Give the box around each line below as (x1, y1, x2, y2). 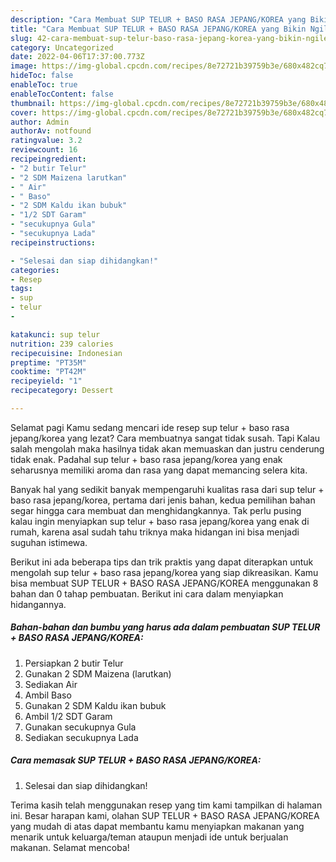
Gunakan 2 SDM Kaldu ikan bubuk (24, 699, 167, 711)
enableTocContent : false (10, 89, 114, 99)
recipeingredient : (10, 154, 87, 164)
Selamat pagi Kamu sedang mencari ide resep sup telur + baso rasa (10, 421, 290, 433)
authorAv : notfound (10, 126, 92, 136)
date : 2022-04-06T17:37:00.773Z (10, 52, 145, 62)
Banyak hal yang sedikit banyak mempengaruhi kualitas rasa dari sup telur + (10, 483, 325, 495)
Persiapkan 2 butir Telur (24, 657, 124, 669)
